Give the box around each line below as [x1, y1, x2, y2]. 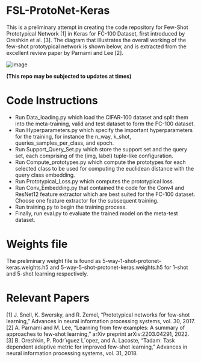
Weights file [6, 238, 68, 251]
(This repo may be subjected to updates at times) [6, 72, 132, 80]
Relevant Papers [6, 291, 90, 305]
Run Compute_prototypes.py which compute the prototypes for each [14, 158, 187, 166]
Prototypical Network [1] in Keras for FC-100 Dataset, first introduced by [6, 30, 185, 37]
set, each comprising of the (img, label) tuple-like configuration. [14, 152, 173, 159]
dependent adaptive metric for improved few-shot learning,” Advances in [6, 343, 188, 350]
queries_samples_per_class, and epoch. [14, 139, 114, 147]
